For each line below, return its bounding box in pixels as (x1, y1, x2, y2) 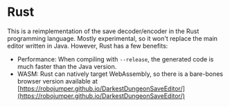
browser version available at (17, 77, 98, 85)
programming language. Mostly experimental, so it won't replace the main (7, 34, 218, 42)
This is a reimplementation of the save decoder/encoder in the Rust (7, 27, 200, 35)
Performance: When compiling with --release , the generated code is (17, 55, 214, 63)
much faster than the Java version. (17, 62, 117, 70)
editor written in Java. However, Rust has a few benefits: (7, 41, 168, 50)
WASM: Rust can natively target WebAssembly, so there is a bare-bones (17, 70, 224, 78)
